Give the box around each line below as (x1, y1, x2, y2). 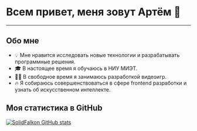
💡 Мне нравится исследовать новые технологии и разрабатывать (14, 51, 180, 58)
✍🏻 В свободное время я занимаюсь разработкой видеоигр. (14, 73, 167, 80)
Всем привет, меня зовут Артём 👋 (6, 5, 181, 19)
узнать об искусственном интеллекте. (14, 86, 111, 93)
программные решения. (14, 58, 76, 65)
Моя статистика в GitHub (6, 103, 103, 113)
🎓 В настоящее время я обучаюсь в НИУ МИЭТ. (14, 65, 138, 72)
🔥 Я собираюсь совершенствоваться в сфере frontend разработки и (14, 79, 187, 86)
